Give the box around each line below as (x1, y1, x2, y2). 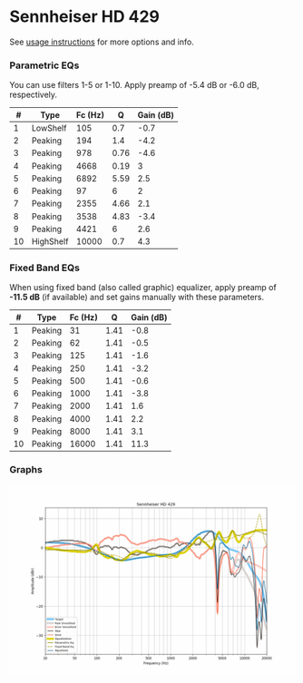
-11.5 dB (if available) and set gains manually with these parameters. (9, 292, 265, 303)
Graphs (9, 463, 43, 476)
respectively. (9, 89, 57, 101)
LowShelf (31, 122, 67, 133)
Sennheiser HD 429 (9, 6, 161, 27)
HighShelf (31, 236, 69, 247)
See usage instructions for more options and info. (9, 36, 195, 47)
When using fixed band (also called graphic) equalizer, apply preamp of (9, 282, 277, 293)
